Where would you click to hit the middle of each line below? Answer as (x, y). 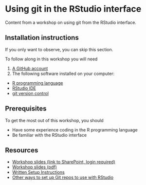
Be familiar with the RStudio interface (49, 135)
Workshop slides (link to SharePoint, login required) (64, 162)
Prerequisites (26, 109)
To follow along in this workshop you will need (51, 59)
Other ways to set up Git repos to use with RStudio (63, 177)
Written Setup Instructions (38, 172)
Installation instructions (42, 38)
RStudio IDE (24, 88)
